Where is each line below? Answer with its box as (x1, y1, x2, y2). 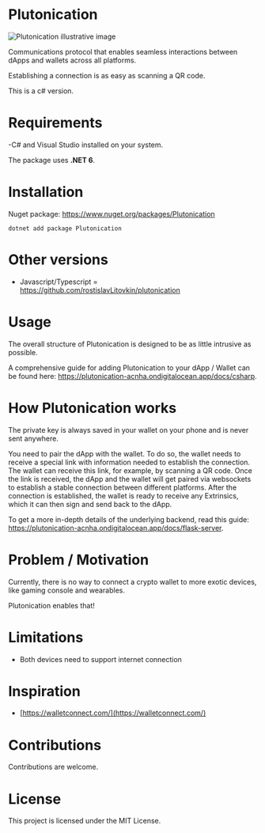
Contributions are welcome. (8, 762, 99, 772)
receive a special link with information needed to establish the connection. (8, 457, 251, 467)
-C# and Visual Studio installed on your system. (8, 140, 164, 150)
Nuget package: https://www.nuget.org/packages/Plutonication (8, 209, 215, 218)
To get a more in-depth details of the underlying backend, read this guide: (8, 514, 249, 524)
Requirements (8, 114, 103, 132)
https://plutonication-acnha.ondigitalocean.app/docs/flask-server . (8, 523, 224, 532)
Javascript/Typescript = (19, 277, 98, 286)
